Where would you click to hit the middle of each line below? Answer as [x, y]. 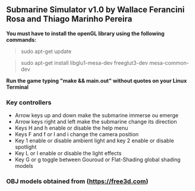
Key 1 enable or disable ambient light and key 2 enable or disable [94, 141]
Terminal [17, 87]
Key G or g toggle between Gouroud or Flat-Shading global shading [97, 159]
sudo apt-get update [46, 51]
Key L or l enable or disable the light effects [68, 154]
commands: [21, 40]
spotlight [26, 147]
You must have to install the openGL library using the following [86, 33]
